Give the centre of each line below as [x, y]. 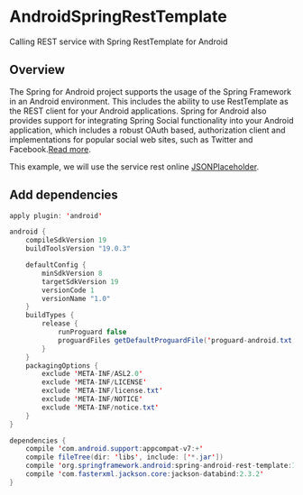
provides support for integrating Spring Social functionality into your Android [151, 120]
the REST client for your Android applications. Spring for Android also [138, 111]
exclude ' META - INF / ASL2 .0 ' [92, 374]
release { [60, 324]
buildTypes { [50, 316]
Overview [37, 70]
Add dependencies [64, 195]
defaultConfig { [56, 265]
